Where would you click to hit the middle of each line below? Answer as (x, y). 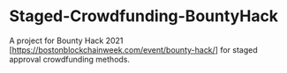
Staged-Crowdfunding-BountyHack (144, 16)
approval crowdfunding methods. (70, 59)
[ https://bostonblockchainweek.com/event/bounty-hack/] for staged (133, 49)
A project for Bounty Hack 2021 (66, 40)
